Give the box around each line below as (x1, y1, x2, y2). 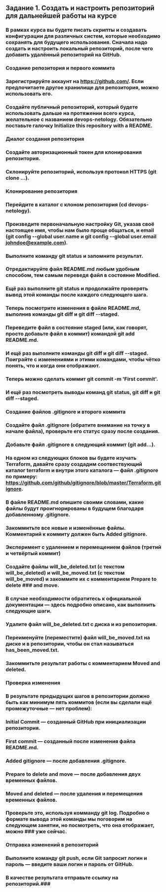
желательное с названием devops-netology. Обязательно (5, 116, 153, 123)
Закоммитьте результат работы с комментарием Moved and (5, 660, 160, 667)
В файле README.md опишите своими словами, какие (5, 499, 144, 505)
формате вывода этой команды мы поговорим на (5, 816, 132, 823)
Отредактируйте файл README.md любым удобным (5, 266, 140, 273)
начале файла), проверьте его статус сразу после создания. (5, 428, 160, 435)
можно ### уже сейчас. (5, 828, 67, 835)
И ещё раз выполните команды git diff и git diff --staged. (5, 350, 149, 357)
